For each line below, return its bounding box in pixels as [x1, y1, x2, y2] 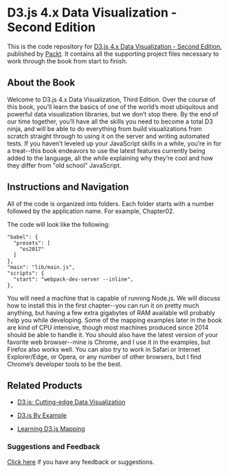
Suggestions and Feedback [7, 442, 101, 452]
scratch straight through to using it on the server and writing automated [7, 132, 210, 140]
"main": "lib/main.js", [7, 263, 76, 270]
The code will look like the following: [7, 220, 110, 228]
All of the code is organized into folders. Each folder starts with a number [7, 199, 215, 208]
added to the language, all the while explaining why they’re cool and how [7, 154, 213, 162]
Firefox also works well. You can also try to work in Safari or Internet [7, 345, 201, 353]
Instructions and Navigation [7, 181, 129, 193]
